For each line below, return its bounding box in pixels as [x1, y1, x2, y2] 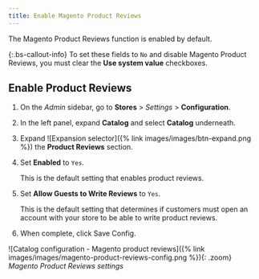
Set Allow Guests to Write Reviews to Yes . [19, 189, 161, 199]
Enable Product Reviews [8, 81, 132, 95]
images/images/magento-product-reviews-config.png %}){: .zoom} [8, 252, 233, 262]
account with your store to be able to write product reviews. [19, 213, 218, 223]
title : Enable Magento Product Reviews [8, 11, 142, 20]
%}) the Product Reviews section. [19, 142, 134, 152]
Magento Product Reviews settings [8, 261, 124, 271]
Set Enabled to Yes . [19, 158, 84, 167]
